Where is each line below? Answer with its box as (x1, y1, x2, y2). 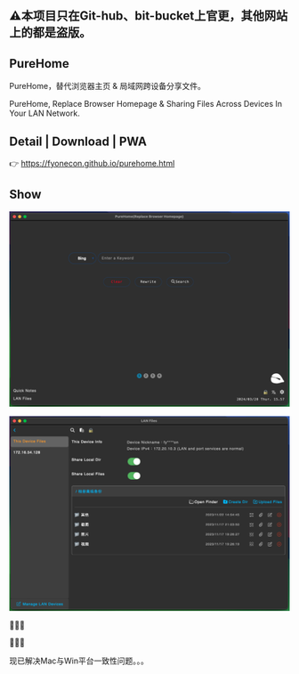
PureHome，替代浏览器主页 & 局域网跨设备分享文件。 (9, 81, 206, 92)
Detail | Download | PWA (9, 134, 147, 149)
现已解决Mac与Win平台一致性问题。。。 (9, 655, 149, 666)
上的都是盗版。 (9, 25, 92, 40)
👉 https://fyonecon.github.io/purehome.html (9, 158, 175, 169)
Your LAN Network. (9, 108, 80, 118)
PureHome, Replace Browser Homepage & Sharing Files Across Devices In (9, 99, 283, 110)
